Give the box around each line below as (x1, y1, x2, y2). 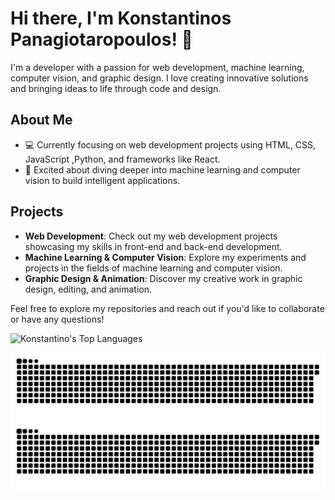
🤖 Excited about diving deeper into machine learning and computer (24, 163, 301, 176)
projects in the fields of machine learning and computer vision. (24, 262, 283, 274)
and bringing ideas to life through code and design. (10, 82, 222, 94)
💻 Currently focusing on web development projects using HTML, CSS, (24, 138, 317, 151)
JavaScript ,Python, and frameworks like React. (24, 153, 221, 165)
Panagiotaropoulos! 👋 (10, 28, 193, 51)
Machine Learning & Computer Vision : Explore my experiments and (24, 251, 307, 263)
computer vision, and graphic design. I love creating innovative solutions (10, 72, 309, 84)
